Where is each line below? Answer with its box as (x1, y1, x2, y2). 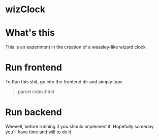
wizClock (5, 4, 46, 15)
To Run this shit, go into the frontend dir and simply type (5, 79, 123, 85)
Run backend (5, 106, 62, 118)
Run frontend (5, 62, 62, 74)
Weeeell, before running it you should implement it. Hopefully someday (5, 124, 154, 129)
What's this (5, 27, 55, 39)
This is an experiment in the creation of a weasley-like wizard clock (5, 44, 146, 50)
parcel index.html (17, 88, 54, 95)
